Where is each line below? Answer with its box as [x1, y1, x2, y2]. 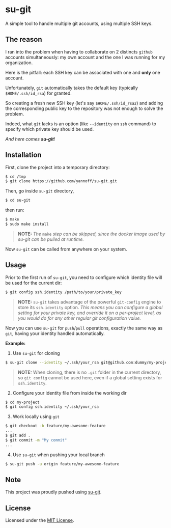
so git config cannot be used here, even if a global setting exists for [17, 374, 162, 380]
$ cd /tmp [5, 174, 26, 179]
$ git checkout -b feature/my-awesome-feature [5, 424, 106, 429]
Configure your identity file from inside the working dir [12, 390, 127, 396]
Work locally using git [12, 413, 60, 420]
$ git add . [5, 433, 31, 438]
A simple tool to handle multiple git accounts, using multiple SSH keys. [5, 20, 153, 26]
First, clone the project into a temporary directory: [5, 164, 110, 170]
